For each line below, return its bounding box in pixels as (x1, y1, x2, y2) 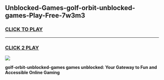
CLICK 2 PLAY (5, 44, 39, 51)
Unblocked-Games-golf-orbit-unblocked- (5, 4, 136, 12)
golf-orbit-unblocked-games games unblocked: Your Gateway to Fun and (5, 64, 157, 70)
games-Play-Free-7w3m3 (5, 12, 85, 20)
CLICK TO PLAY (5, 26, 43, 33)
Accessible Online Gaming (5, 69, 60, 75)
